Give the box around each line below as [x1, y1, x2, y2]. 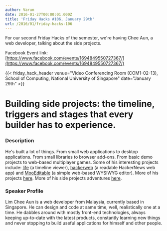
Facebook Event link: [5, 50, 48, 56]
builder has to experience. [5, 119, 116, 131]
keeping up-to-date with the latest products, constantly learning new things [5, 215, 161, 221]
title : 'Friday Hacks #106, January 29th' [5, 16, 95, 21]
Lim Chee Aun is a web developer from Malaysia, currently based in [5, 199, 144, 205]
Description [5, 137, 34, 144]
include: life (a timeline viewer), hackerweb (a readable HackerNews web [5, 164, 156, 170]
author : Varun [5, 7, 35, 12]
